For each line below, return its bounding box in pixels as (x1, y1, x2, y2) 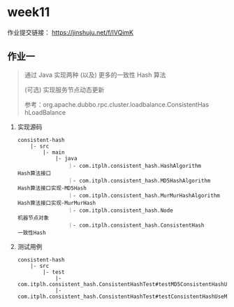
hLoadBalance (24, 108, 66, 116)
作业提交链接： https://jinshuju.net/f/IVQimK (7, 28, 134, 36)
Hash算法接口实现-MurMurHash (17, 199, 96, 206)
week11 (7, 4, 50, 20)
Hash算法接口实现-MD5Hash (17, 185, 87, 192)
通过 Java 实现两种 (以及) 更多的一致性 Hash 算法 (24, 71, 166, 79)
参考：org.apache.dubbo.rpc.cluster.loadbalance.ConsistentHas (24, 100, 210, 108)
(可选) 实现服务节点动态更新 (24, 85, 105, 94)
